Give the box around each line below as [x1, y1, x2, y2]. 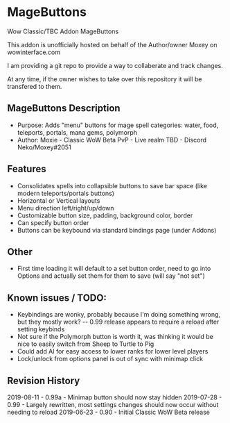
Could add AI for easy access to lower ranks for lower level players [17, 347, 209, 356]
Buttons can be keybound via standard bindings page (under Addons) [17, 226, 217, 234]
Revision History [7, 374, 80, 386]
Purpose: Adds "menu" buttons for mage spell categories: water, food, [17, 121, 219, 129]
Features [7, 163, 46, 175]
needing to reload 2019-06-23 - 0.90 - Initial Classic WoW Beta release [7, 408, 210, 416]
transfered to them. [7, 82, 62, 90]
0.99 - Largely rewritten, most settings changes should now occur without [7, 401, 219, 408]
